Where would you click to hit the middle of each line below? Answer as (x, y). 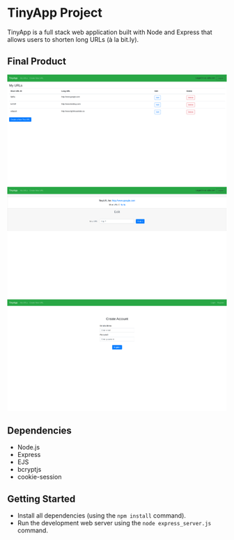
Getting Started (41, 499)
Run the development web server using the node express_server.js (114, 523)
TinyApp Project (55, 13)
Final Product (37, 62)
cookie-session (39, 477)
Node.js (29, 447)
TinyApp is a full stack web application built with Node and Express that (110, 32)
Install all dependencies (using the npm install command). (102, 516)
